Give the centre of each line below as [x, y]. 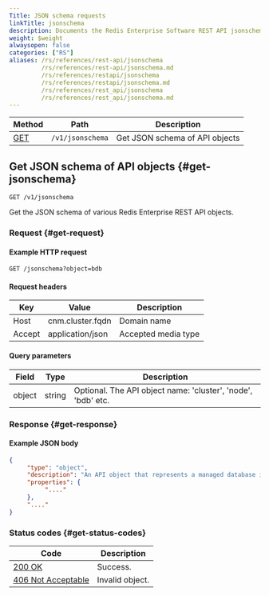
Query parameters [40, 355]
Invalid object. [123, 580]
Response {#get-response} [63, 424]
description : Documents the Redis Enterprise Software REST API [118, 30]
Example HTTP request [48, 252]
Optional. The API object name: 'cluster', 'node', [163, 390]
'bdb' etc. [92, 400]
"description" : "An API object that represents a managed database [141, 475]
